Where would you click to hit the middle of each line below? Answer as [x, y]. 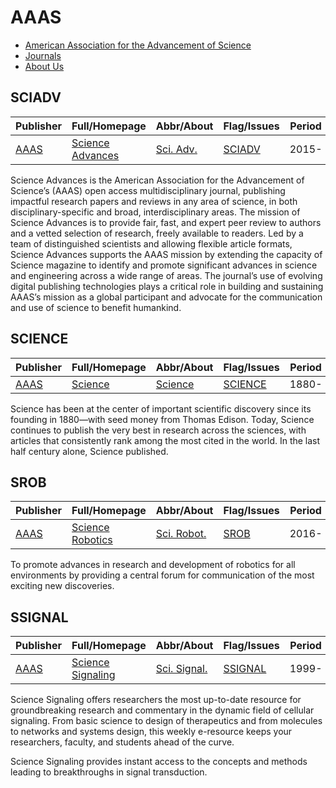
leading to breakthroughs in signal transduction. [109, 772]
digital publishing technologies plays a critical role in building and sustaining [167, 286]
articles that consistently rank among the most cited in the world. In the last [165, 440]
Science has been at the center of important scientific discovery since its [161, 408]
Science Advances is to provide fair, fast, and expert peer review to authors [166, 222]
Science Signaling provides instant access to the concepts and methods [159, 762]
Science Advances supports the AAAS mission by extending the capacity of [166, 254]
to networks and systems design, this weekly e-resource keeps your [151, 732]
